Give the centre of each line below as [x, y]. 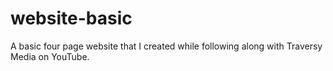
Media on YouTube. [50, 56]
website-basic [71, 18]
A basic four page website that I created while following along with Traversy [166, 46]
